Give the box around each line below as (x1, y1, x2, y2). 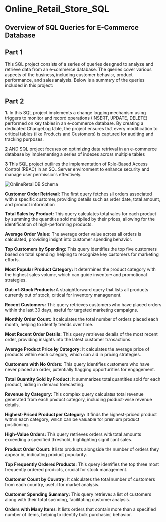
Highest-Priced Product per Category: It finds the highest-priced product (5, 412, 157, 418)
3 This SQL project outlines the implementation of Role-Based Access (5, 161, 148, 167)
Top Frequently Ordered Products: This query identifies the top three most (5, 461, 159, 467)
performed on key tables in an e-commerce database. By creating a (5, 120, 144, 126)
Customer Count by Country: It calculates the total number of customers (5, 476, 155, 482)
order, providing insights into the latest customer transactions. (5, 337, 132, 343)
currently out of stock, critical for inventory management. (5, 292, 122, 298)
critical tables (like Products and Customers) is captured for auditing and (5, 131, 154, 137)
